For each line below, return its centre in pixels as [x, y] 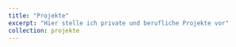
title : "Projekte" [39, 16]
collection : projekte [44, 30]
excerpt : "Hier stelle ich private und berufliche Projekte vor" [118, 23]
